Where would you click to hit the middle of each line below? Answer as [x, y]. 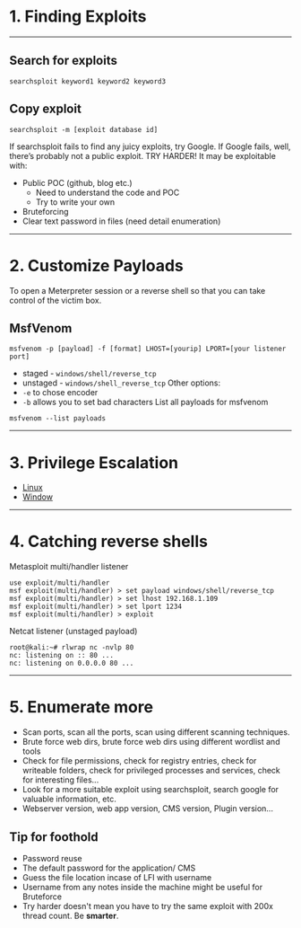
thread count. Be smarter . [70, 915]
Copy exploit [46, 109]
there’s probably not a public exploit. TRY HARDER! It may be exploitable [142, 155]
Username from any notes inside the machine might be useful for [142, 887]
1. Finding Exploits [78, 17]
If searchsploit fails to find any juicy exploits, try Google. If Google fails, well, [150, 146]
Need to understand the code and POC [107, 192]
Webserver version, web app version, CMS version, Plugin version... [147, 809]
